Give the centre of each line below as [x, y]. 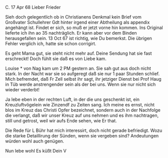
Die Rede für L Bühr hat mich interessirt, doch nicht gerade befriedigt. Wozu [84, 130]
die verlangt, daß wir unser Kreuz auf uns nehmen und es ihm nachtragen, [82, 115]
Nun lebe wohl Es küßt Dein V [36, 151]
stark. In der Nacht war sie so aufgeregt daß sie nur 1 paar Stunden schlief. [82, 74]
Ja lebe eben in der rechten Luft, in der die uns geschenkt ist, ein [72, 99]
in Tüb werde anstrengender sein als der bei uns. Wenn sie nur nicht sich [80, 84]
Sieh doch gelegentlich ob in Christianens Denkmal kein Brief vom [73, 17]
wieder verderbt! [23, 90]
